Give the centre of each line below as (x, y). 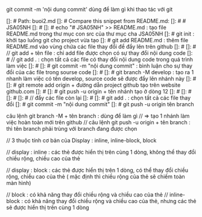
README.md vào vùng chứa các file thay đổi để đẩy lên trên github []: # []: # (101, 46)
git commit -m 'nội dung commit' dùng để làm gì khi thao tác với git (90, 9)
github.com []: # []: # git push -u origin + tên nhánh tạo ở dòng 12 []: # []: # (99, 91)
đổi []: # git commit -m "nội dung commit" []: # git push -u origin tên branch (100, 104)
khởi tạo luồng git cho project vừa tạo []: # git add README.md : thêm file (97, 40)
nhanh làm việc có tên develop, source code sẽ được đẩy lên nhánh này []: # (101, 79)
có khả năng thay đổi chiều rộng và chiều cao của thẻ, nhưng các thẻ (110, 201)
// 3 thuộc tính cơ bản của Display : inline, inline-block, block (81, 140)
